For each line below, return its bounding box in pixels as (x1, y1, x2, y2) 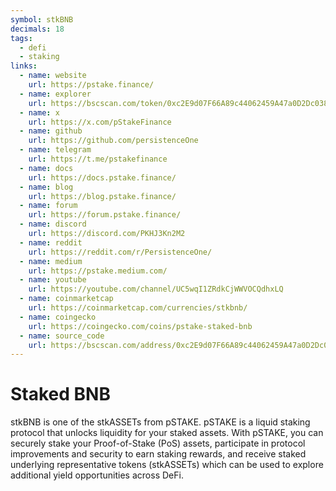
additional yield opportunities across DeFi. (10, 469, 184, 481)
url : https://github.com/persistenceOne (28, 136, 199, 146)
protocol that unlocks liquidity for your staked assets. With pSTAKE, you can (10, 427, 324, 439)
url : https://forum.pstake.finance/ (28, 210, 182, 220)
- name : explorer (19, 89, 92, 99)
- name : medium (19, 256, 83, 266)
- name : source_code (19, 331, 105, 341)
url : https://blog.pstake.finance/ (28, 191, 177, 201)
